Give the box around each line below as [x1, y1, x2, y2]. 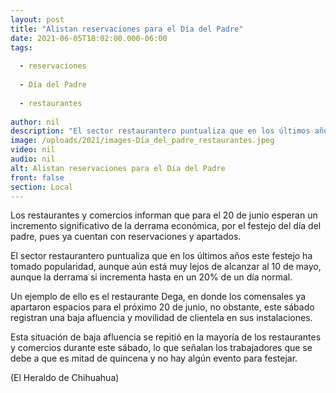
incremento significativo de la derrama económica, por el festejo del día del [10, 220, 322, 232]
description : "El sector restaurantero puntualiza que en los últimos [10, 126, 311, 136]
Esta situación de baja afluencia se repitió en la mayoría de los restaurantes [10, 331, 322, 343]
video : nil [10, 145, 56, 155]
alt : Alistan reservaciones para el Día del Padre [10, 163, 226, 173]
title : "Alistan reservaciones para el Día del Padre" [10, 24, 244, 34]
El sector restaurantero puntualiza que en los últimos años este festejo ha [10, 250, 313, 262]
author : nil [10, 117, 60, 127]
